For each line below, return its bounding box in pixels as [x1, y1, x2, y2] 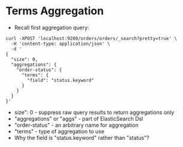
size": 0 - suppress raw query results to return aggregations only [14, 109, 175, 116]
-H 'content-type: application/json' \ [11, 41, 111, 47]
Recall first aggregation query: [14, 24, 89, 31]
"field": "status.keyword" [27, 77, 94, 83]
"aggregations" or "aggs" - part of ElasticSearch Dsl [14, 115, 144, 122]
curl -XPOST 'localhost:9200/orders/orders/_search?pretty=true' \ [5, 35, 178, 41]
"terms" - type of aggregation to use [14, 127, 105, 135]
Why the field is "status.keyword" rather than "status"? [14, 134, 150, 141]
